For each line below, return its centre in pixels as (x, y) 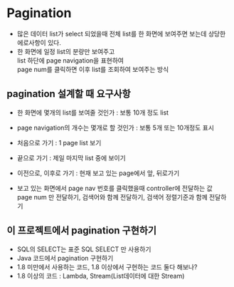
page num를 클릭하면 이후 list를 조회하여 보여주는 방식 (93, 69)
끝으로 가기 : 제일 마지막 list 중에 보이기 (71, 157)
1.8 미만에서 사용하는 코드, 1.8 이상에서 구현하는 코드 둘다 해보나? (107, 267)
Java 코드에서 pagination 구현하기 (65, 258)
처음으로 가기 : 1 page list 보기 (59, 142)
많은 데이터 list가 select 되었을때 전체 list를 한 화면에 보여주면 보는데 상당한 (121, 33)
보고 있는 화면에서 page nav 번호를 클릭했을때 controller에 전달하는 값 (115, 188)
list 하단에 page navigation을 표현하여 (70, 60)
